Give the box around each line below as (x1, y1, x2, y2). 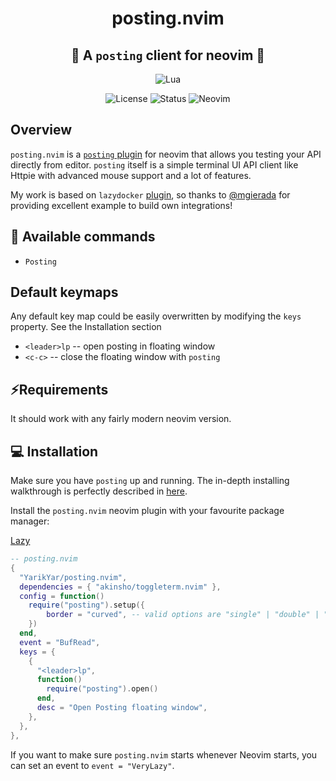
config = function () (19, 591, 105, 601)
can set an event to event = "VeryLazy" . (10, 759, 175, 771)
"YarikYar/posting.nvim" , (19, 572, 128, 582)
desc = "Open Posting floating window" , (36, 703, 208, 713)
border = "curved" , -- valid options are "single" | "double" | (46, 610, 320, 620)
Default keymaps (10, 284, 119, 301)
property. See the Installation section (10, 321, 162, 333)
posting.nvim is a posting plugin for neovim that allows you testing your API (10, 148, 322, 160)
